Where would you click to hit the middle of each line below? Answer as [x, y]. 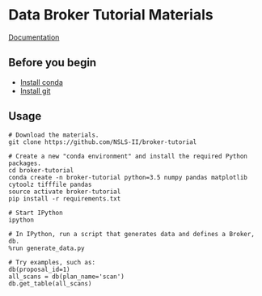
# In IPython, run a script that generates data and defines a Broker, [131, 234]
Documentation [34, 37]
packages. [25, 163]
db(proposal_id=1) [39, 269]
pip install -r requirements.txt [65, 199]
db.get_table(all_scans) [50, 283]
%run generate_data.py [46, 248]
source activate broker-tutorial [65, 192]
